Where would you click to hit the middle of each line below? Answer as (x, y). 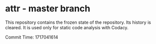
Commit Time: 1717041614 (32, 37)
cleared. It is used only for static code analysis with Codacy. (67, 27)
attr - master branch (48, 9)
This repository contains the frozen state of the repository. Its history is (78, 22)
